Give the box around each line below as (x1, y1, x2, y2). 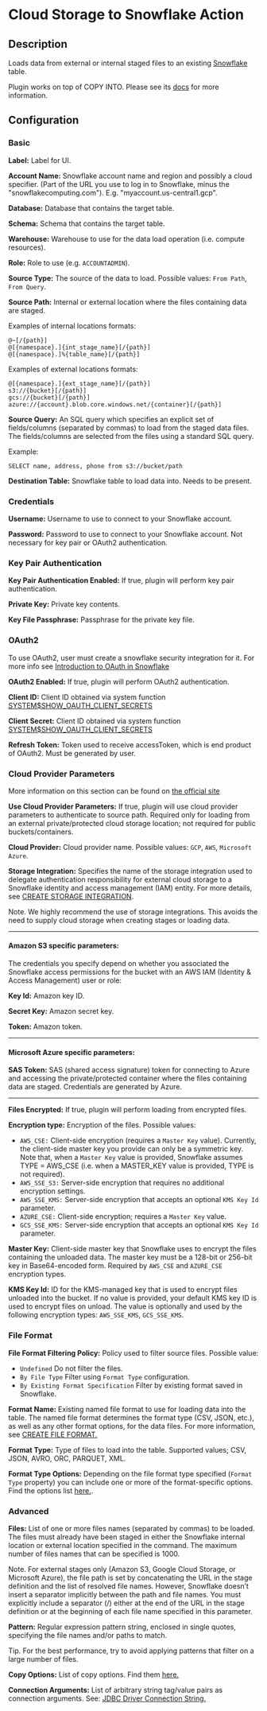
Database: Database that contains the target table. (8, 203, 175, 212)
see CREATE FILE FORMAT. (8, 1430, 98, 1439)
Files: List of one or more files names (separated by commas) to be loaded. (8, 1523, 256, 1533)
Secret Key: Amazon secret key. (8, 1007, 114, 1016)
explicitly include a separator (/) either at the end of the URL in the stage (8, 1598, 245, 1608)
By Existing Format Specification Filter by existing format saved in (19, 1380, 243, 1390)
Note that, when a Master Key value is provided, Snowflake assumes (19, 1153, 243, 1162)
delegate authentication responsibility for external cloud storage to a (8, 875, 233, 884)
